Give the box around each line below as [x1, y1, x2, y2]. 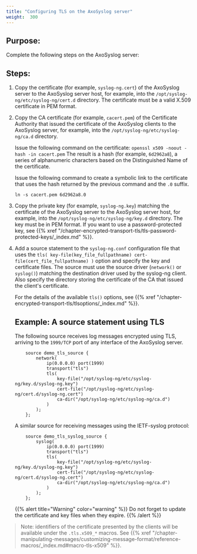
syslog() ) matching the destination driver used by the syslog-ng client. [14, 270, 187, 277]
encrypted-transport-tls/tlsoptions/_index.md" [14, 300, 128, 307]
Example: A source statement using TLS [14, 317, 165, 327]
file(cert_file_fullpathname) [14, 258, 89, 264]
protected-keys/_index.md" [14, 233, 81, 241]
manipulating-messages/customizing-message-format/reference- [20, 535, 181, 542]
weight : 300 [6, 14, 38, 20]
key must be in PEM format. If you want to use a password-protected [14, 221, 182, 228]
